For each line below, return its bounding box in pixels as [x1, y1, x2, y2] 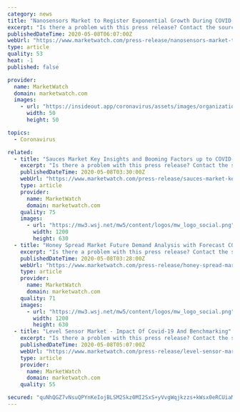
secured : [7, 394, 34, 401]
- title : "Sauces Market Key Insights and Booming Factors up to [14, 155, 213, 163]
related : [7, 149, 34, 156]
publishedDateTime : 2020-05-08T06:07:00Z [7, 30, 133, 38]
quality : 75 [20, 208, 56, 216]
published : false [7, 64, 59, 71]
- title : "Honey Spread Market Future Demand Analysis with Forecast [14, 241, 225, 248]
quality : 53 [7, 51, 43, 58]
